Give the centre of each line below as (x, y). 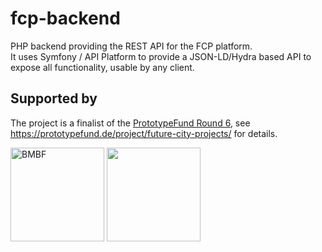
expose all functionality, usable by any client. (102, 67)
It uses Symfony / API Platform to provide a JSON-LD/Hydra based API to (161, 56)
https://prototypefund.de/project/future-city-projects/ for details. (144, 133)
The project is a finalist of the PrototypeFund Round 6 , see (130, 123)
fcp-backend (65, 18)
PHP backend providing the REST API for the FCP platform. (131, 46)
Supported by (54, 98)
